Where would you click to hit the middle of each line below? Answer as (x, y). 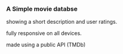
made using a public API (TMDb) (46, 45)
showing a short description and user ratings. (62, 22)
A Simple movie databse (42, 9)
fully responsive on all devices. (44, 33)
